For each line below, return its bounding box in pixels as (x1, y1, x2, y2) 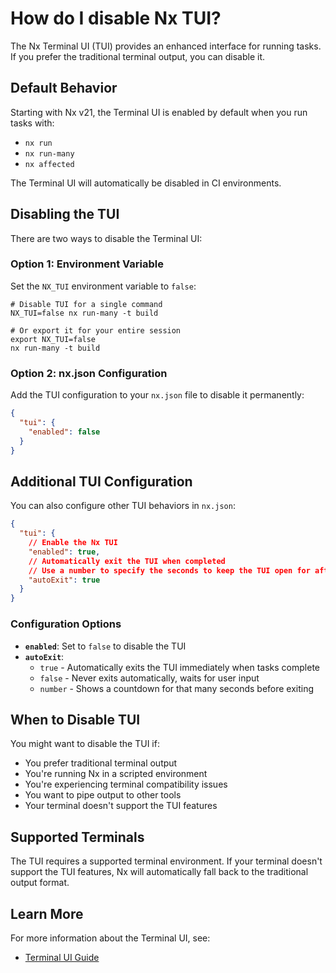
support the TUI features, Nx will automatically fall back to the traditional (10, 866, 309, 878)
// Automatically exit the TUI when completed (28, 556, 226, 566)
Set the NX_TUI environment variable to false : (10, 280, 197, 292)
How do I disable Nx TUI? (10, 7, 222, 30)
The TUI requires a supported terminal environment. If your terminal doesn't (10, 855, 323, 867)
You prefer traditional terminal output (24, 757, 178, 769)
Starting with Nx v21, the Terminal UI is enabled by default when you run (10, 106, 308, 118)
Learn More (10, 905, 84, 922)
